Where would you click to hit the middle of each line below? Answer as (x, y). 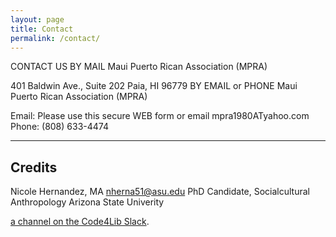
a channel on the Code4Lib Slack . (80, 222)
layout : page (37, 19)
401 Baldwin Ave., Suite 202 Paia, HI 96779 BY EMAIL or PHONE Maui (154, 86)
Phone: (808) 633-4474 (59, 127)
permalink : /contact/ (55, 38)
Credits (34, 167)
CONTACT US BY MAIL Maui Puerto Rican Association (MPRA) (139, 67)
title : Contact (42, 29)
